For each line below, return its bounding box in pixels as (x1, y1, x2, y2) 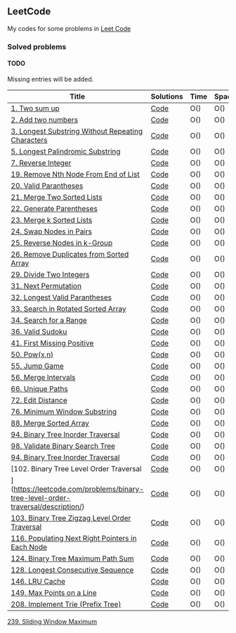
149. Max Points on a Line (11, 587, 97, 597)
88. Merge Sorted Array (11, 418, 90, 428)
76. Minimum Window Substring (11, 407, 117, 416)
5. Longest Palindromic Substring (11, 146, 121, 156)
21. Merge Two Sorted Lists (11, 192, 103, 202)
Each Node (11, 542, 48, 551)
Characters (11, 135, 48, 145)
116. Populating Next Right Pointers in (11, 533, 137, 543)
